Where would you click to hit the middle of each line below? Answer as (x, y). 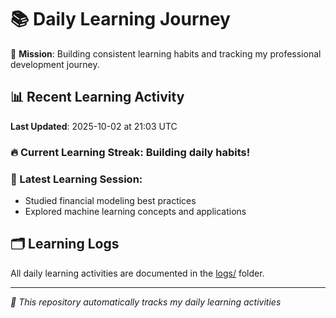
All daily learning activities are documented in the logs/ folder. (137, 273)
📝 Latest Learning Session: (76, 179)
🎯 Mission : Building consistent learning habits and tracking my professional (166, 53)
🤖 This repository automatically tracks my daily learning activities (146, 302)
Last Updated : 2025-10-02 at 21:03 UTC (94, 126)
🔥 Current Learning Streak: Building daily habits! (130, 152)
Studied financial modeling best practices (110, 200)
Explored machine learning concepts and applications (135, 211)
